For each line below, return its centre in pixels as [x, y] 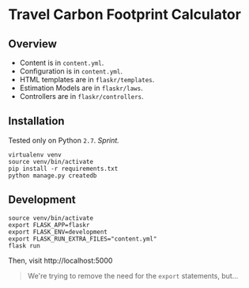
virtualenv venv [35, 155]
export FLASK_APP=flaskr [49, 225]
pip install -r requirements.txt [63, 169]
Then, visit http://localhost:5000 [60, 260]
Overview [33, 44]
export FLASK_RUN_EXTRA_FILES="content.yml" [83, 239]
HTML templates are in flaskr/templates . [87, 80]
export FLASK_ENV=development [58, 232]
